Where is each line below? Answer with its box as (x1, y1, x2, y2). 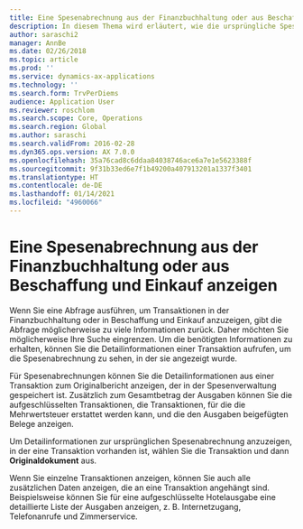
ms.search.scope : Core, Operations (9, 114, 143, 123)
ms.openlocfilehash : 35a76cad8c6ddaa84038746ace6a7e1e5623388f (9, 155, 252, 165)
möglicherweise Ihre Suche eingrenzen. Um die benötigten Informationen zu (9, 333, 293, 344)
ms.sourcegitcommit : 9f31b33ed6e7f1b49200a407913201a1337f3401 (9, 164, 252, 173)
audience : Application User (9, 97, 115, 107)
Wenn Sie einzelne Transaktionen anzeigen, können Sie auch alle (9, 472, 251, 483)
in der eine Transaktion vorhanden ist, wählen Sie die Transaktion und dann (9, 445, 289, 456)
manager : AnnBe (9, 38, 67, 48)
